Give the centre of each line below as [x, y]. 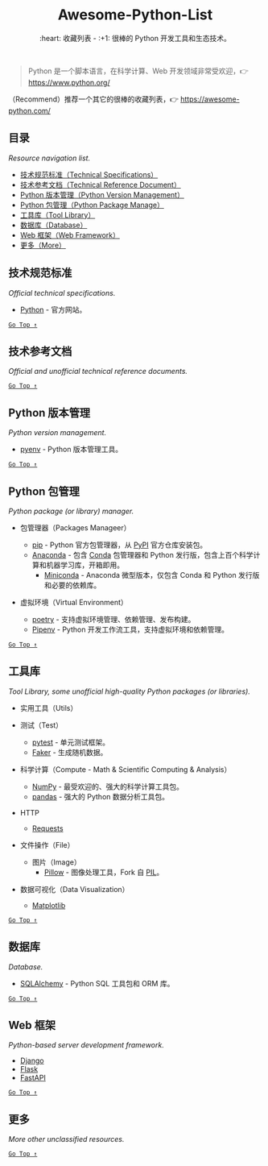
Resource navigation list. [49, 158]
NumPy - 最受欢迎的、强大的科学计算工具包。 [107, 786]
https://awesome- [210, 99]
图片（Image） [57, 862]
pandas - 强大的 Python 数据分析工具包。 [100, 796]
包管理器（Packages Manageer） [75, 528]
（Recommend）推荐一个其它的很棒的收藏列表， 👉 [93, 99]
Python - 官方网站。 [53, 309]
